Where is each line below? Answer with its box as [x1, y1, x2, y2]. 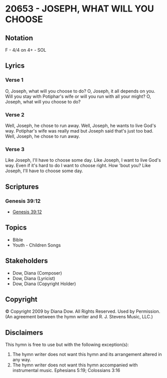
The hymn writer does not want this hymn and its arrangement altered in [12, 351, 162, 357]
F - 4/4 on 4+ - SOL [5, 47, 47, 53]
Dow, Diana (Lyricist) [12, 275, 56, 281]
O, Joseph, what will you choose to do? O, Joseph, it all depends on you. [5, 88, 155, 94]
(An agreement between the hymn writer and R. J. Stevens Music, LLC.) [5, 314, 153, 320]
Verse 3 [5, 146, 25, 153]
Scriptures [5, 182, 39, 191]
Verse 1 [5, 76, 24, 83]
